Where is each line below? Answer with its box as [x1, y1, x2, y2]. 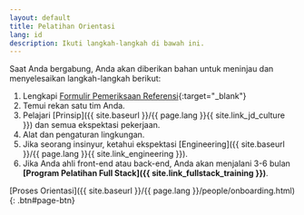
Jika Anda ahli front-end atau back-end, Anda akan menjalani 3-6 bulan [22, 158, 290, 169]
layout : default [9, 13, 71, 23]
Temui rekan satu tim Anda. [22, 101, 125, 112]
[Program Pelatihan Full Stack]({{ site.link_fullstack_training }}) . [22, 168, 270, 179]
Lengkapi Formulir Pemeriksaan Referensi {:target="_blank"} [22, 91, 247, 102]
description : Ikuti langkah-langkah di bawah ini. [9, 38, 205, 48]
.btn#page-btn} [16, 195, 75, 206]
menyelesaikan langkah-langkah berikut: [9, 73, 162, 84]
